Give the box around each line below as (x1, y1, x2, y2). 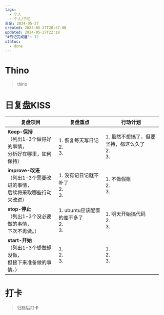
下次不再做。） (7, 228, 40, 235)
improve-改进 (7, 167, 40, 174)
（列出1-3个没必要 (7, 213, 52, 220)
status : (5, 39, 21, 44)
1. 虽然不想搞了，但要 (105, 133, 156, 140)
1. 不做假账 (105, 175, 131, 182)
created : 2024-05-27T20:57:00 (5, 26, 67, 30)
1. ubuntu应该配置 (58, 207, 101, 213)
